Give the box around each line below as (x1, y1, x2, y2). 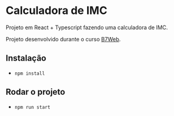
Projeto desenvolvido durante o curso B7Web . (5, 35, 121, 43)
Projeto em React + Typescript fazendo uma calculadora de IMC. (5, 24, 169, 31)
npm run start (14, 104, 50, 110)
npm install (14, 70, 45, 77)
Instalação (5, 53, 47, 64)
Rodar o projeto (5, 87, 65, 97)
